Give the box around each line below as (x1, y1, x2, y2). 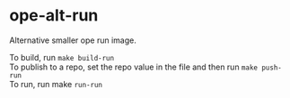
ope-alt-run (9, 5, 99, 26)
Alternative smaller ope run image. (9, 35, 136, 45)
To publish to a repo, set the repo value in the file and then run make (9, 61, 259, 72)
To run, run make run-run (9, 78, 103, 89)
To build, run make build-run (9, 52, 115, 62)
